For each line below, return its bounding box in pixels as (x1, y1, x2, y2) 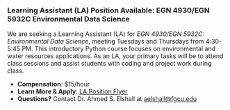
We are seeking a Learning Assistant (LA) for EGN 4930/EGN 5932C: (7, 30, 205, 38)
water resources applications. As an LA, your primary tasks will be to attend (7, 52, 224, 60)
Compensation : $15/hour (17, 80, 90, 89)
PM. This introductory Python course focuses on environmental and (22, 44, 216, 53)
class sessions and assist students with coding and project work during (7, 59, 212, 68)
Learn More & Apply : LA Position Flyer (17, 87, 128, 95)
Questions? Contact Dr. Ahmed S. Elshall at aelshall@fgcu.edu (17, 95, 197, 103)
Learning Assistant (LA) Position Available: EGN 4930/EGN (7, 6, 210, 15)
